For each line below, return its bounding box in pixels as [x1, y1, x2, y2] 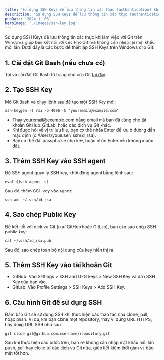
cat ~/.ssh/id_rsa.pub [5, 238, 51, 243]
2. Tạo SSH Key [5, 86, 53, 94]
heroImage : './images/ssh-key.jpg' [5, 21, 78, 26]
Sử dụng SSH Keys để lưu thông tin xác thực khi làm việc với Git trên [5, 34, 143, 40]
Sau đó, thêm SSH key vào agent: [5, 188, 73, 193]
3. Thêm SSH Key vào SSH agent [5, 157, 106, 165]
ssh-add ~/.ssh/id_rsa [5, 197, 51, 202]
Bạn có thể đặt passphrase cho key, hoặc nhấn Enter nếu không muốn [12, 137, 154, 143]
